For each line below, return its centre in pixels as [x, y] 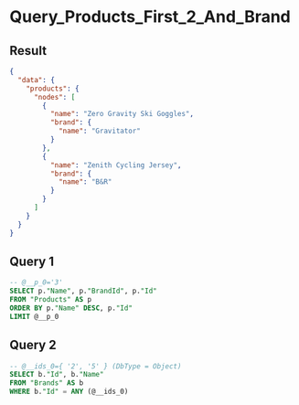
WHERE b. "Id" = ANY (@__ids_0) [69, 392]
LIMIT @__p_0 [34, 316]
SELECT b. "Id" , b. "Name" [57, 375]
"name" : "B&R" [85, 182]
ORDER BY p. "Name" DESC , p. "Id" [71, 308]
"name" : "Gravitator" [100, 131]
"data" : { [36, 80]
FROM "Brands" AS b [47, 383]
